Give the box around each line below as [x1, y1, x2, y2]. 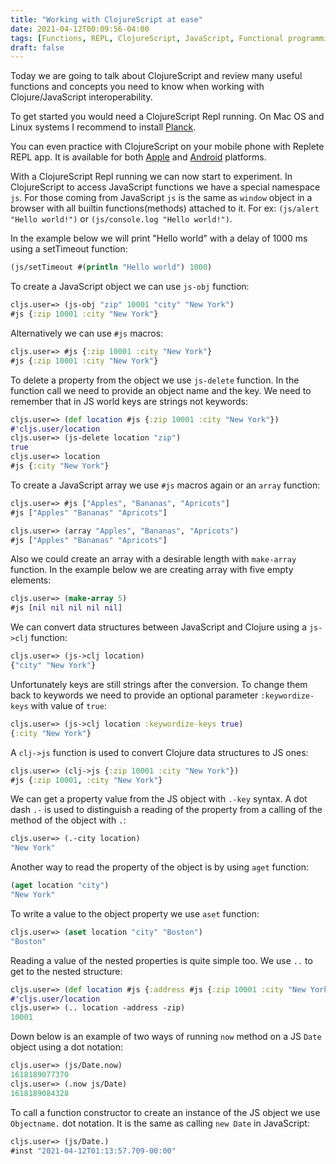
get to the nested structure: [10, 965, 123, 977]
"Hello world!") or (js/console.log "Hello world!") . [10, 213, 233, 225]
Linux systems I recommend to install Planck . [10, 121, 197, 133]
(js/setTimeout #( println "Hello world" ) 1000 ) [10, 262, 213, 273]
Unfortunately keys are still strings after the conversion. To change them [10, 678, 308, 690]
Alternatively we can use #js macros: [10, 327, 164, 339]
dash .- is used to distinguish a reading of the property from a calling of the [10, 804, 323, 816]
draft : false [10, 42, 65, 53]
